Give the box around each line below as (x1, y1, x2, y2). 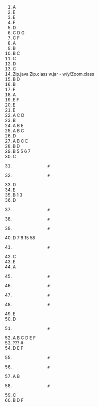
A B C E (12, 138, 28, 144)
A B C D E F (12, 335, 36, 341)
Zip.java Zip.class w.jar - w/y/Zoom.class (12, 71, 94, 77)
